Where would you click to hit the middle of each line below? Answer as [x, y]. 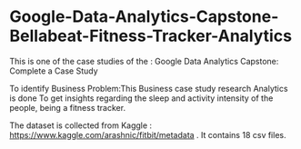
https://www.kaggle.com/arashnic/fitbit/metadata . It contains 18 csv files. [148, 134]
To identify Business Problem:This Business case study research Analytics [149, 88]
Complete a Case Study [54, 71]
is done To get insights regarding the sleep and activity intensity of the [141, 98]
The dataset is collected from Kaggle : [81, 125]
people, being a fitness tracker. [67, 107]
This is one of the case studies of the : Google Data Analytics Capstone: [144, 61]
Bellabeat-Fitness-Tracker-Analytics [151, 36]
